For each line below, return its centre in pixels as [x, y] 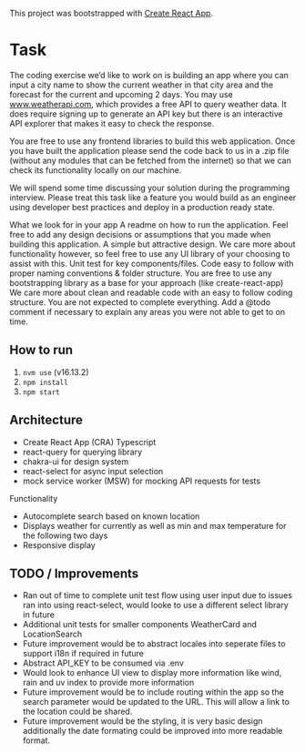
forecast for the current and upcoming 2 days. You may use [122, 94]
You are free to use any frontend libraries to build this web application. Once [152, 141]
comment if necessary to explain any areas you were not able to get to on [147, 311]
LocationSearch [52, 634]
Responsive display [59, 544]
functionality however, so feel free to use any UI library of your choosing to [150, 253]
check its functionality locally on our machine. [96, 170]
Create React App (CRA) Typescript [89, 442]
